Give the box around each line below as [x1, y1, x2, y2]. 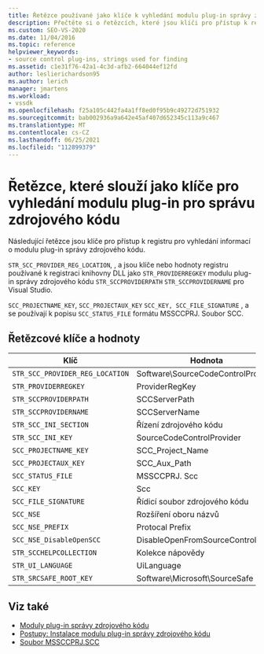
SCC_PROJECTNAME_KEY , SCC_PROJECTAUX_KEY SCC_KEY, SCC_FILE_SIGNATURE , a [8, 301, 249, 310]
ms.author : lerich [8, 77, 68, 85]
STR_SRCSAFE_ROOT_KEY [12, 574, 93, 583]
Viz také [8, 600, 49, 613]
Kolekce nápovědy [136, 548, 205, 559]
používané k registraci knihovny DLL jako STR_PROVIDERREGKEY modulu [8, 268, 233, 278]
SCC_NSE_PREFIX [12, 523, 69, 532]
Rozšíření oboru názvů [136, 509, 220, 520]
